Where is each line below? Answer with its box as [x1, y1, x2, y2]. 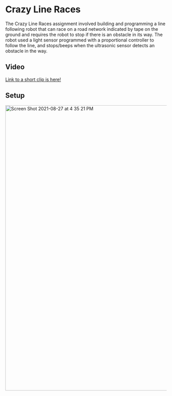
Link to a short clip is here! [5, 76, 61, 83]
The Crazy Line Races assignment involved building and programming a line [5, 21, 166, 27]
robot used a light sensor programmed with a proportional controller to [5, 37, 155, 43]
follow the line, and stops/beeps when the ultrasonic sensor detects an [5, 42, 155, 48]
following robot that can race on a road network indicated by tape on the [5, 26, 159, 32]
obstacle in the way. [5, 48, 48, 54]
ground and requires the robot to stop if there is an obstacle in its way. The [5, 31, 163, 37]
